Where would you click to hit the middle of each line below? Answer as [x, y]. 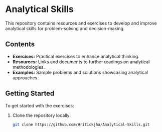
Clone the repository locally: [42, 115]
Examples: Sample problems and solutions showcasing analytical [80, 72]
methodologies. [29, 67]
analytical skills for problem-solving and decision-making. [65, 28]
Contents [20, 44]
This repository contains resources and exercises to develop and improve [81, 23]
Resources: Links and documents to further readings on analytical [81, 62]
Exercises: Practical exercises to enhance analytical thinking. [76, 56]
